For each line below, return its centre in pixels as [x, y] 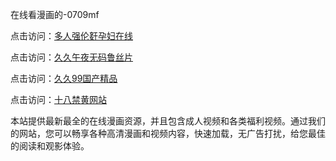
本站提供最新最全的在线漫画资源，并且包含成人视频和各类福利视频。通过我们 [168, 121]
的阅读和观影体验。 [50, 146]
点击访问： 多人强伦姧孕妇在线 [71, 36]
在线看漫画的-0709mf [55, 14]
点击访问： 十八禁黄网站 [58, 99]
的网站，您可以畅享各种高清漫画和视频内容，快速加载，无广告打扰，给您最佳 [168, 133]
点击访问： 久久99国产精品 [64, 78]
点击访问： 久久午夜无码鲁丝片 [71, 57]
